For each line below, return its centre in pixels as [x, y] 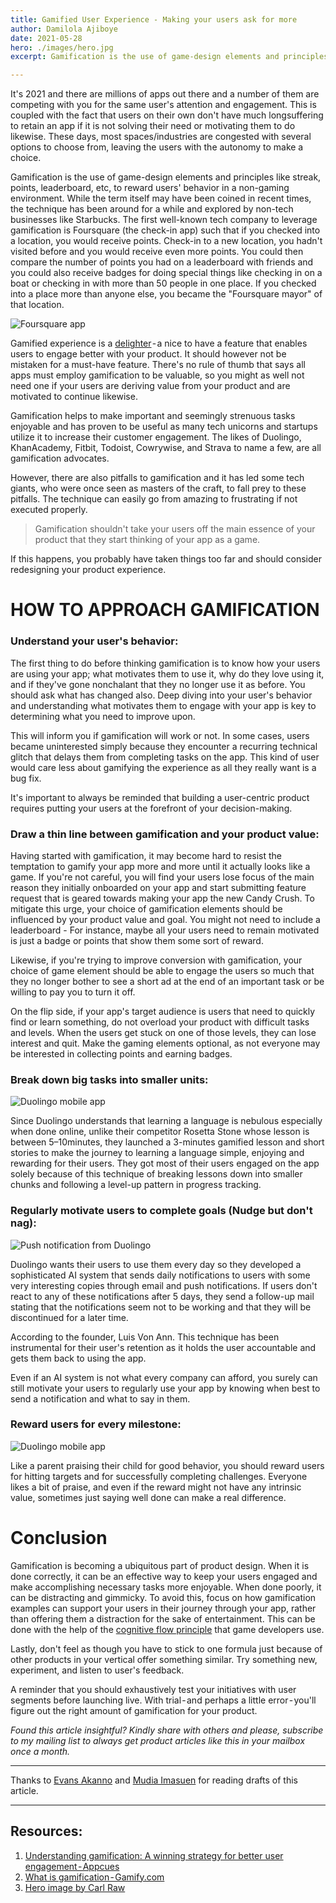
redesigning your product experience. [88, 570]
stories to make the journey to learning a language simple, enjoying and [157, 1153]
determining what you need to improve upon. [103, 716]
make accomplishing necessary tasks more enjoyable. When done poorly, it [166, 1587]
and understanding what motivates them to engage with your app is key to [163, 705]
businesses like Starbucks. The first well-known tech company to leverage [164, 220]
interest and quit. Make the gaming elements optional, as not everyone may [165, 1043]
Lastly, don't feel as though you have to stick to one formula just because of [166, 1648]
